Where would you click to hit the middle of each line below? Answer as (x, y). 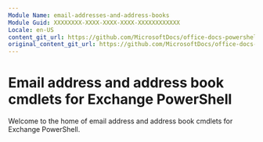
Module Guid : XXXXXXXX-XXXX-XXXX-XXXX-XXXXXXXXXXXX (94, 23)
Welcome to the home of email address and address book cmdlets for (121, 121)
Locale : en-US (31, 30)
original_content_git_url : (52, 44)
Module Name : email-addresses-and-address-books (89, 15)
